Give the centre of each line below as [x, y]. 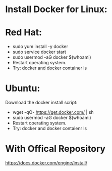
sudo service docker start [39, 52]
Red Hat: [23, 33]
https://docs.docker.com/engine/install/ [46, 163]
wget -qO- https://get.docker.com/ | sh [53, 112]
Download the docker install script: [41, 103]
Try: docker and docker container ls [50, 68]
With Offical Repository [55, 149]
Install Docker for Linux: [56, 9]
